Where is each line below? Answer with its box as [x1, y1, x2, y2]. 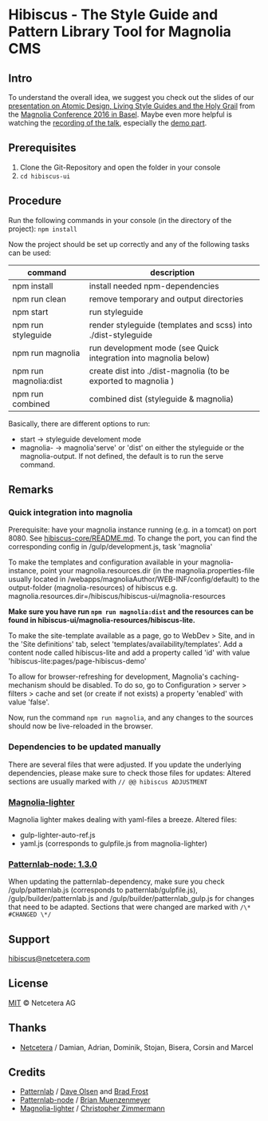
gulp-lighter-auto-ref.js [19, 830, 96, 840]
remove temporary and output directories [89, 293, 244, 305]
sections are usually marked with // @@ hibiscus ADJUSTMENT [8, 776, 208, 786]
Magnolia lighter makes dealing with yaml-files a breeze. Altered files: [8, 814, 238, 824]
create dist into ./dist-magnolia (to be [89, 365, 230, 377]
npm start [12, 306, 49, 317]
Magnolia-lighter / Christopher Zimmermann [19, 1103, 165, 1113]
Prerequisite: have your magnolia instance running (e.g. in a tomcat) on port [8, 525, 257, 535]
